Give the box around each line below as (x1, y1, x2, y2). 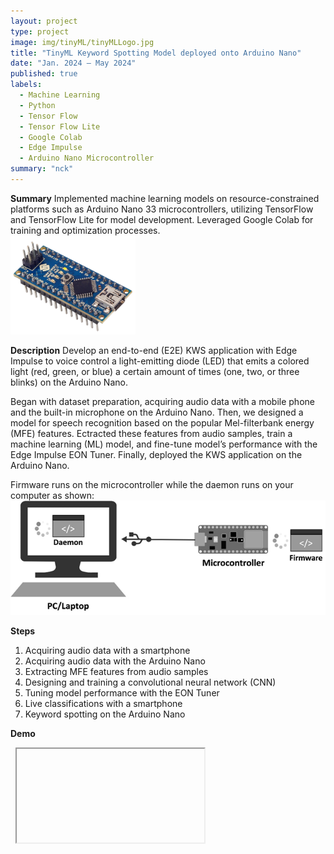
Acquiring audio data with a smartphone (24, 645, 191, 657)
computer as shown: (10, 489, 95, 501)
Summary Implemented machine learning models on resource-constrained (10, 192, 320, 204)
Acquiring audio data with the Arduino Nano (24, 655, 206, 667)
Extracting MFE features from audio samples (24, 666, 209, 678)
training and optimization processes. (10, 224, 161, 236)
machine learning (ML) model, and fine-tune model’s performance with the (10, 438, 318, 450)
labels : (10, 80, 43, 90)
